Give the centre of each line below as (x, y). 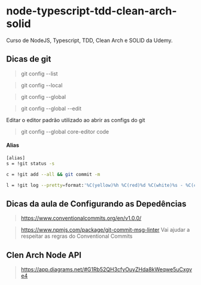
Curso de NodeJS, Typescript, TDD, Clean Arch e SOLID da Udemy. (89, 40)
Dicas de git (29, 59)
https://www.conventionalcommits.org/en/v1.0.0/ (81, 218)
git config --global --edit (51, 108)
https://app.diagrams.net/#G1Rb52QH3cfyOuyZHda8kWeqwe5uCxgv (106, 269)
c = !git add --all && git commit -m (53, 174)
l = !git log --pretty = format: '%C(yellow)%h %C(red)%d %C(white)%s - (95, 185)
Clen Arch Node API (44, 255)
